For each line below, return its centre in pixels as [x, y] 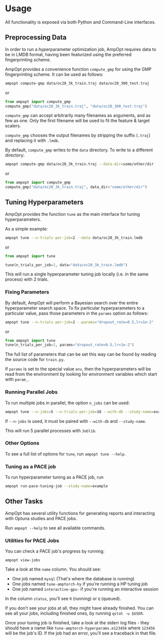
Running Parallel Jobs [31, 392]
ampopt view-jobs [23, 560]
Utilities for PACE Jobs [32, 540]
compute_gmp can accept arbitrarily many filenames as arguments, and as [78, 115]
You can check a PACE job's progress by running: [55, 551]
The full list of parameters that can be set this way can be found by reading [81, 354]
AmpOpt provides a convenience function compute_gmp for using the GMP [78, 69]
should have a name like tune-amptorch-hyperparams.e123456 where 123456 [80, 628]
